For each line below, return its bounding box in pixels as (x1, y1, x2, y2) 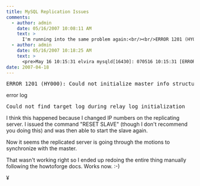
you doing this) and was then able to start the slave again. (6, 127, 148, 134)
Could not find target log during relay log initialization (6, 103, 186, 110)
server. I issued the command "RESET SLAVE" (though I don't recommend (6, 120, 188, 128)
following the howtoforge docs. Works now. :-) (6, 163, 120, 170)
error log (6, 92, 28, 99)
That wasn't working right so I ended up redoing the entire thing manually (6, 156, 186, 164)
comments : (6, 14, 31, 20)
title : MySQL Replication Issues (6, 8, 89, 15)
